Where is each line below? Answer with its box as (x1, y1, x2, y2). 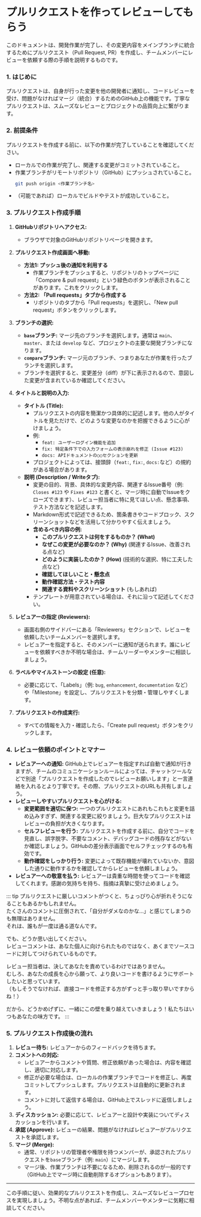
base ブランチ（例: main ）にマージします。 (50, 1156, 153, 1163)
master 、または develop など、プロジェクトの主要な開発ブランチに (23, 339, 187, 346)
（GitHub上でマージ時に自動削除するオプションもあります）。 (23, 1171, 175, 1178)
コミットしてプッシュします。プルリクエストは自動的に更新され (23, 1081, 181, 1088)
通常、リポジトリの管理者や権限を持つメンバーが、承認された (23, 1149, 176, 1156)
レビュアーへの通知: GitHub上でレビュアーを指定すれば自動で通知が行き (14, 760, 192, 767)
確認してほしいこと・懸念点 (41, 571, 110, 578)
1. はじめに (6, 72, 37, 81)
